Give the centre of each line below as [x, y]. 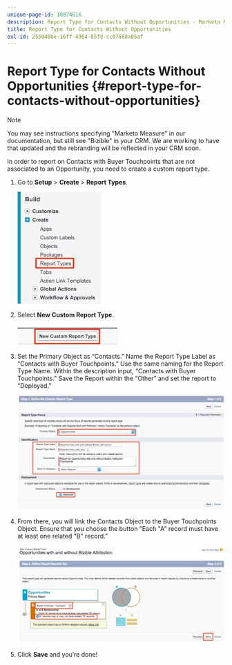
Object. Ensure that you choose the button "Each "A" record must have [118, 529]
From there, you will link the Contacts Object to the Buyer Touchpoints [117, 521]
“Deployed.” [34, 386]
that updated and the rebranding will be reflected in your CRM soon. [104, 148]
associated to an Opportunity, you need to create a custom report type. [108, 169]
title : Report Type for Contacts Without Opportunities [89, 29]
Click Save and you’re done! [57, 654]
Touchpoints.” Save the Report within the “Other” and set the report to [117, 378]
